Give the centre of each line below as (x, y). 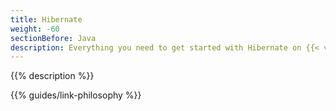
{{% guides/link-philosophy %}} (76, 95)
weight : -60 (35, 29)
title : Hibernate (46, 19)
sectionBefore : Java (53, 38)
